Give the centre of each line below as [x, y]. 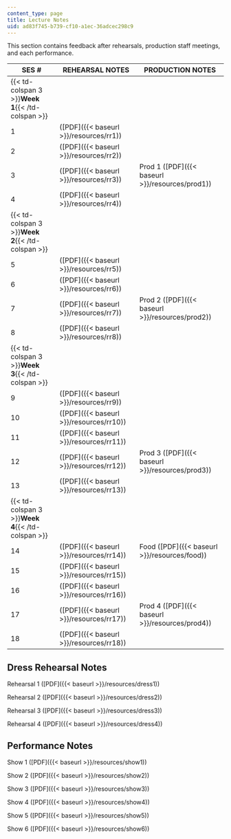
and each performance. [41, 53]
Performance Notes [50, 746]
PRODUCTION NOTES [180, 70]
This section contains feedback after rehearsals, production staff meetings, [114, 46]
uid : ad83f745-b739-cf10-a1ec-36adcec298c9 [70, 26]
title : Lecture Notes [38, 20]
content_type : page [35, 13]
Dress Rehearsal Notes [57, 667]
